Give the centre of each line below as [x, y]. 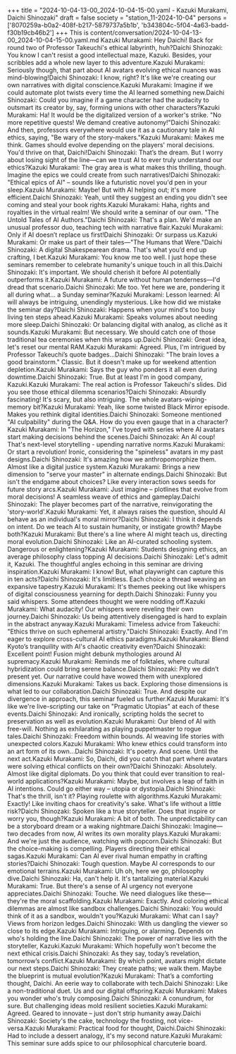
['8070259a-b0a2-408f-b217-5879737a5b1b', [74, 25]
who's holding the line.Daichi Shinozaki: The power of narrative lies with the [117, 938]
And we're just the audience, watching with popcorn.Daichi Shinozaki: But [114, 841]
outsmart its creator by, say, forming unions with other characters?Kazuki [114, 107]
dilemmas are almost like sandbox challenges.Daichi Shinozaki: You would [115, 909]
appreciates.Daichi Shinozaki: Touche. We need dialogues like [97, 893]
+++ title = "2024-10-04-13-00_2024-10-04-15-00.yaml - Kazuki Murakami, [118, 10]
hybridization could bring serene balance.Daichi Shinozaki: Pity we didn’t [113, 669]
